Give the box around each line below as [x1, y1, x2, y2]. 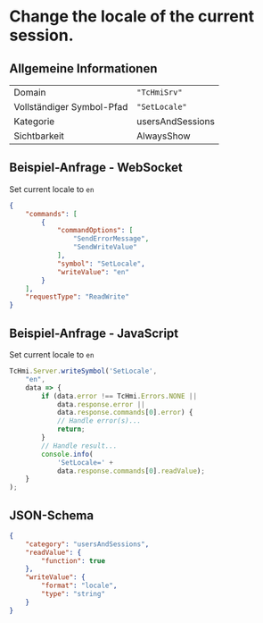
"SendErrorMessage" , [72, 234, 150, 243]
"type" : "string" [41, 590, 105, 599]
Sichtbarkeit [13, 130, 65, 142]
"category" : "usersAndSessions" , [25, 539, 150, 549]
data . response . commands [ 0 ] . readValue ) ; [56, 467, 205, 476]
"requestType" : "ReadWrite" [25, 292, 129, 301]
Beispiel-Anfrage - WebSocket [9, 160, 183, 175]
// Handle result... [41, 441, 118, 450]
